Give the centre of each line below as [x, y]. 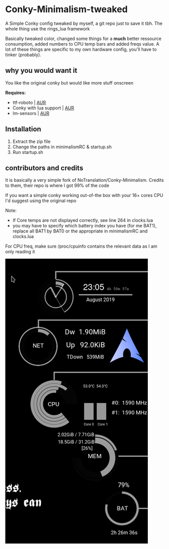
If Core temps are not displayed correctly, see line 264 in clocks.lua [82, 220]
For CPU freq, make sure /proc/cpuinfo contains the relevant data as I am [81, 246]
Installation [23, 129]
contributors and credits [44, 168]
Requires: [16, 93]
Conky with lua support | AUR [43, 108]
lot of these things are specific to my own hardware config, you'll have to [81, 49]
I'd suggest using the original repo [41, 201]
